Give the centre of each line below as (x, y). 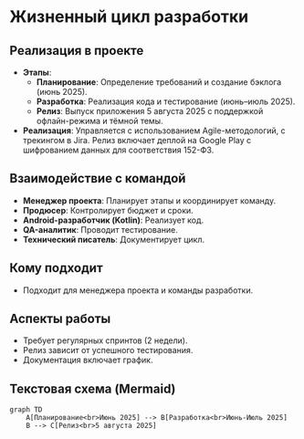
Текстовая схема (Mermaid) (93, 388)
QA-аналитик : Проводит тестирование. (100, 229)
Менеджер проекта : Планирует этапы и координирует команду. (149, 200)
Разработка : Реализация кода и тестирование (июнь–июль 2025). (166, 101)
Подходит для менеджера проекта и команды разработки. (138, 290)
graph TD (26, 410)
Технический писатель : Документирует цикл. (114, 239)
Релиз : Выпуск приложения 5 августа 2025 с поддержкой (150, 111)
